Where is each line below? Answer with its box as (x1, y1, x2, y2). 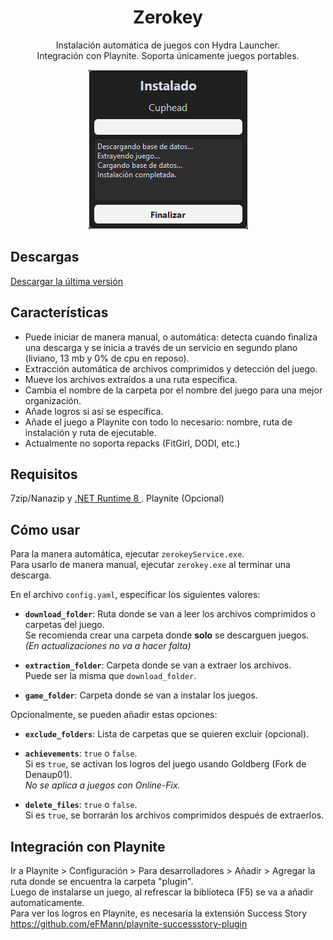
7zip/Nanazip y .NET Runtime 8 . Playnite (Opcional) (10, 492, 225, 505)
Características (10, 304, 109, 321)
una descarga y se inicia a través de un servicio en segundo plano (24, 341, 298, 353)
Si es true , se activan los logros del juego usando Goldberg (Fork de (24, 758, 307, 770)
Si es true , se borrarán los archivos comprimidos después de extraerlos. (24, 809, 325, 821)
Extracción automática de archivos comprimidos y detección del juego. (24, 362, 318, 375)
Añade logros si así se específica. (24, 405, 164, 417)
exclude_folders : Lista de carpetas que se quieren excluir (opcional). (24, 728, 310, 740)
